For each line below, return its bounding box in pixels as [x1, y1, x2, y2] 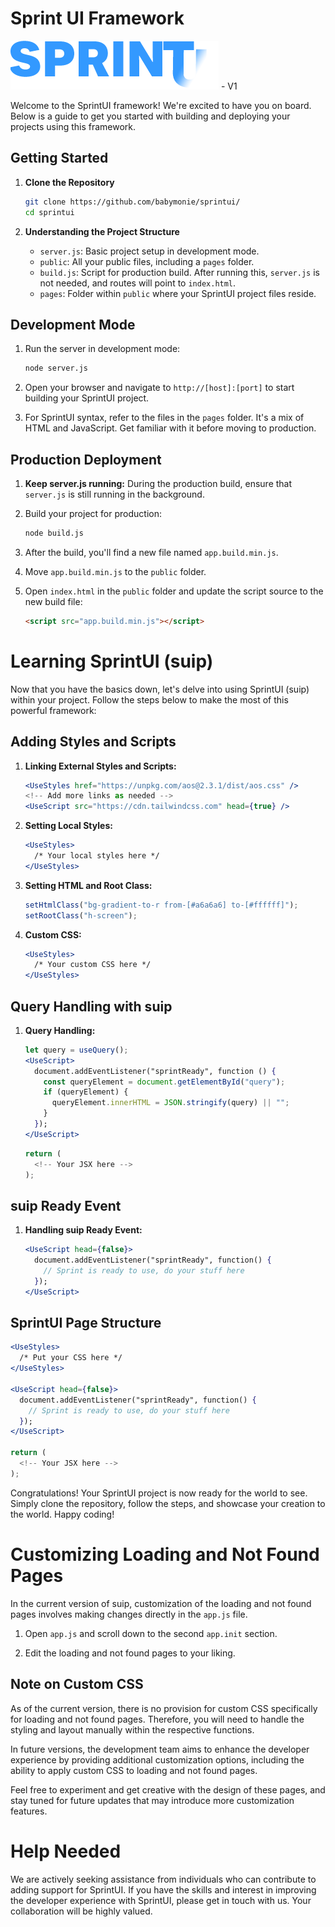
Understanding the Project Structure [24, 225, 180, 237]
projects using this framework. [10, 120, 137, 132]
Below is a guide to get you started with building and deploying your [10, 110, 291, 122]
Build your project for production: [24, 508, 162, 519]
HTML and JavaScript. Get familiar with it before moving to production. [24, 422, 317, 434]
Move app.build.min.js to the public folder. [24, 565, 207, 577]
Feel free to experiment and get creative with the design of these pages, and [10, 1783, 326, 1796]
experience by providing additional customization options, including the [10, 1753, 305, 1766]
